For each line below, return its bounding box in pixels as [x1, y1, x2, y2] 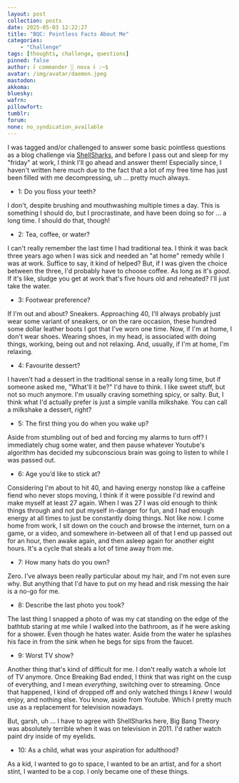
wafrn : [7, 97, 27, 104]
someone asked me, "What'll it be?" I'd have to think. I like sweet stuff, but [7, 383, 225, 391]
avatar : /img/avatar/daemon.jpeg [7, 70, 107, 77]
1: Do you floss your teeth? [17, 187, 96, 196]
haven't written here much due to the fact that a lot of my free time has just [7, 166, 228, 174]
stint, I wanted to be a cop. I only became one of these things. [7, 767, 189, 775]
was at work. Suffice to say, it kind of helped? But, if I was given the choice [7, 258, 228, 268]
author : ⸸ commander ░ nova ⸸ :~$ [7, 64, 108, 71]
